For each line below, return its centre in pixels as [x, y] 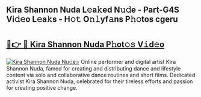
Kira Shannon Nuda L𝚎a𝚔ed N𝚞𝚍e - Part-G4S [93, 10]
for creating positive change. [42, 88]
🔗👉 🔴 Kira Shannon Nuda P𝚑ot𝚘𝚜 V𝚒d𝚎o [85, 44]
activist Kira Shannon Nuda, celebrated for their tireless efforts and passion [100, 81]
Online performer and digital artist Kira [128, 62]
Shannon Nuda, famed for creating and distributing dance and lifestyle [94, 68]
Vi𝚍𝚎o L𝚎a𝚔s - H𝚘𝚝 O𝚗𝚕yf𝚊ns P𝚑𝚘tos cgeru [92, 20]
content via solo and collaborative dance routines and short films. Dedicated [101, 75]
